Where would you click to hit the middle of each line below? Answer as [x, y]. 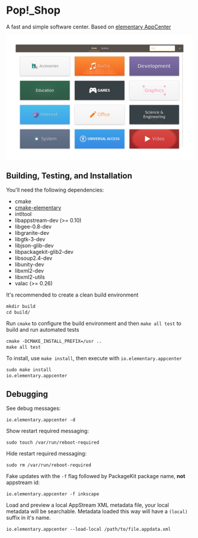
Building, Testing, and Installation [69, 176]
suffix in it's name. [29, 518]
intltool [23, 214]
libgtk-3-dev [30, 239]
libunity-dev [29, 265]
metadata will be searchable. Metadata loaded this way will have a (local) [97, 511]
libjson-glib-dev [34, 246]
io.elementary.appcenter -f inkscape [53, 494]
